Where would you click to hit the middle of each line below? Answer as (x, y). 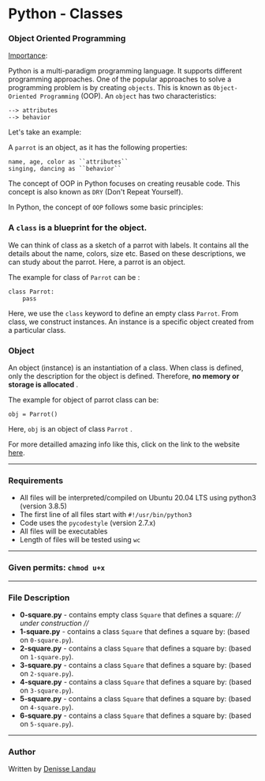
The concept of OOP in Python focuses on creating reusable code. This (124, 183)
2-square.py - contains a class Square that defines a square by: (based (135, 648)
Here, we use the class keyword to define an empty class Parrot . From (123, 313)
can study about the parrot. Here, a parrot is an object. (97, 262)
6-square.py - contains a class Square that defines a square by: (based (135, 715)
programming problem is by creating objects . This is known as (110, 88)
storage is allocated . (43, 385)
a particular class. (37, 330)
